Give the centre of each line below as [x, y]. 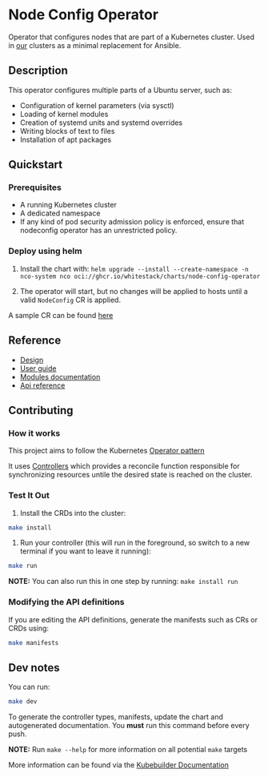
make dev [23, 702]
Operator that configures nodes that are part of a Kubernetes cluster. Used [131, 37]
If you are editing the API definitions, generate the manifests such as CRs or [133, 619]
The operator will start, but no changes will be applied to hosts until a [134, 291]
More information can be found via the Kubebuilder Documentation [119, 765]
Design [32, 360]
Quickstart [36, 165]
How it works [34, 433]
